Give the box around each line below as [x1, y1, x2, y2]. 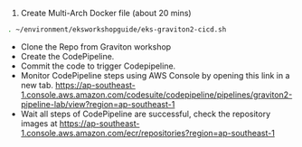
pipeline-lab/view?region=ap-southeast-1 [20, 98, 175, 109]
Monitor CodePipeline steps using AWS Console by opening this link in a [20, 69, 290, 80]
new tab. [20, 79, 54, 90]
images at [20, 117, 58, 129]
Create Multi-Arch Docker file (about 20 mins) [20, 8, 192, 18]
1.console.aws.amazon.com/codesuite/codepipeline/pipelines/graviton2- [20, 89, 293, 100]
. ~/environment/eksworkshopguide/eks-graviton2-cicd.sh [7, 25, 227, 34]
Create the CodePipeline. [20, 51, 115, 61]
